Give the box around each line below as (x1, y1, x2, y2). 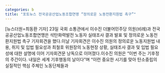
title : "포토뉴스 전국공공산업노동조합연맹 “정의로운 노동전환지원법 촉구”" (5, 12, 136, 17)
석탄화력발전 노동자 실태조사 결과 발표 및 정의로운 (50, 32, 145, 38)
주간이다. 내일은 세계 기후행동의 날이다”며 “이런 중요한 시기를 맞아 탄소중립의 (10, 56, 158, 62)
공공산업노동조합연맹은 (5, 32, 49, 38)
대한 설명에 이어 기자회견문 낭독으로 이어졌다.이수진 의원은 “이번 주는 (14, 50, 146, 56)
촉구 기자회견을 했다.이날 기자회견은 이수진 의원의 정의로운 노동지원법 (22, 38, 155, 44)
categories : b (5, 7, 34, 12)
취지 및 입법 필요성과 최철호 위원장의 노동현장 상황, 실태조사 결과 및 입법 (11, 44, 149, 50)
